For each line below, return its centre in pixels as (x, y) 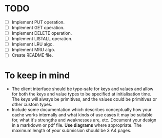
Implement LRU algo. (33, 44)
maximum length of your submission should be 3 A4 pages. (71, 131)
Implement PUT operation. (38, 22)
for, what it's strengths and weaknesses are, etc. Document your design (84, 120)
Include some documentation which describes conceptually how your (81, 110)
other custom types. (32, 104)
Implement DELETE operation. (42, 33)
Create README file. (32, 55)
